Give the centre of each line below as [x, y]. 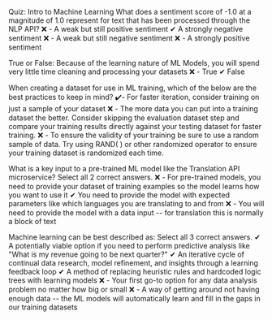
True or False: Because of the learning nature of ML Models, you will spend [134, 63]
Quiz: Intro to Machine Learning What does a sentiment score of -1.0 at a [130, 12]
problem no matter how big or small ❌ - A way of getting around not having [134, 289]
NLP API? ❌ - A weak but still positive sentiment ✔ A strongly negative [126, 29]
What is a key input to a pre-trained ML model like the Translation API [124, 169]
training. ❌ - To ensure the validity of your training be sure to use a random [134, 135]
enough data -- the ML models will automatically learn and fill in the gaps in [135, 298]
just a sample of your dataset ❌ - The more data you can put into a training [133, 108]
